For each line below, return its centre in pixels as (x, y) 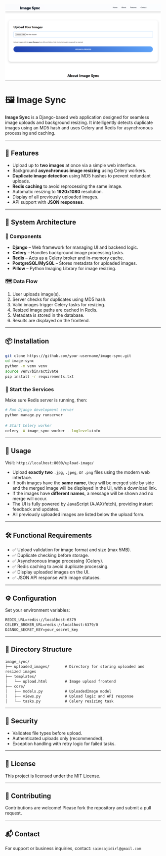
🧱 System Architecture (41, 222)
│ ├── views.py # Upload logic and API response (69, 696)
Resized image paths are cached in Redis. (55, 310)
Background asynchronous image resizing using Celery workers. (79, 171)
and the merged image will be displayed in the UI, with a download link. (84, 488)
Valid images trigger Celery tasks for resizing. (59, 304)
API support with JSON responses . (48, 202)
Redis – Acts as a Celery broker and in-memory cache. (68, 258)
